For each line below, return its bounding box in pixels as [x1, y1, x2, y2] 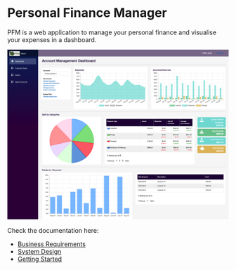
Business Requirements [17, 240, 86, 248]
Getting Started [17, 255, 62, 264]
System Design [17, 248, 62, 256]
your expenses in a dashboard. [7, 35, 97, 43]
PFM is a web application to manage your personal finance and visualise [7, 28, 216, 36]
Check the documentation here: [7, 227, 99, 235]
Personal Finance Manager [7, 5, 167, 21]
